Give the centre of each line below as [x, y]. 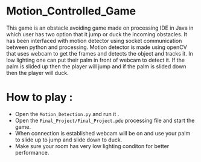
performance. [32, 152]
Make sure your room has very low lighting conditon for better [92, 146]
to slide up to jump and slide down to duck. [69, 140]
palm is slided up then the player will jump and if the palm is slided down [96, 66]
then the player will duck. [37, 73]
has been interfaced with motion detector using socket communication [94, 40]
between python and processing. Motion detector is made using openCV [97, 47]
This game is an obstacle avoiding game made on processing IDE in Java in [100, 28]
